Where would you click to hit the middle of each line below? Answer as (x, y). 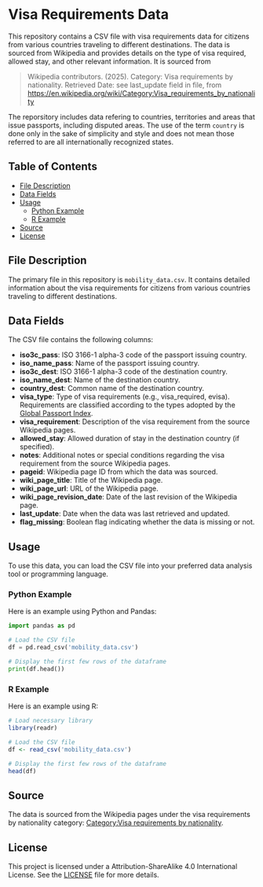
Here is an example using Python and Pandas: (82, 612)
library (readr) (33, 728)
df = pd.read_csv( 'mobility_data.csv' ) (73, 648)
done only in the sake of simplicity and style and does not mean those (121, 133)
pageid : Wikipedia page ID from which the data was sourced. (119, 472)
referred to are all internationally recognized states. (91, 142)
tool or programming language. (58, 574)
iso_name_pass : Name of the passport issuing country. (110, 363)
